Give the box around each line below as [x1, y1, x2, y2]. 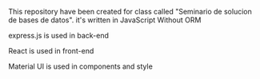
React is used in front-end [8, 46, 94, 55]
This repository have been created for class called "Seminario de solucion [8, 7, 252, 16]
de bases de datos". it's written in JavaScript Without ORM [8, 15, 202, 25]
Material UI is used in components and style [8, 61, 154, 71]
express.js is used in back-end [8, 31, 110, 40]
